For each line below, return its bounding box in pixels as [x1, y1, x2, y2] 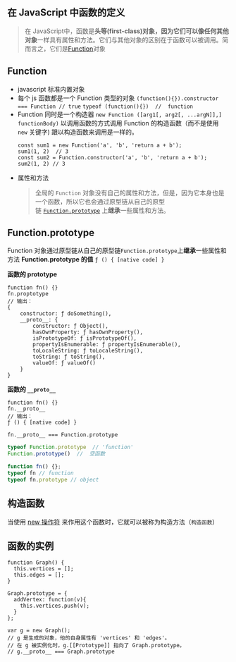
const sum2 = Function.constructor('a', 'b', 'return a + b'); [17, 154, 208, 161]
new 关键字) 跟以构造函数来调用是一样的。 [17, 128, 139, 136]
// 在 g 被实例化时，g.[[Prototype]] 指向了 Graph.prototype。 [7, 642, 185, 649]
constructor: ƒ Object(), [32, 323, 109, 330]
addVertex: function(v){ [13, 596, 87, 603]
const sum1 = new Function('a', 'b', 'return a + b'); [17, 142, 182, 149]
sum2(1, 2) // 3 [17, 160, 66, 167]
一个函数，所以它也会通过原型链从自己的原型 [35, 197, 166, 206]
